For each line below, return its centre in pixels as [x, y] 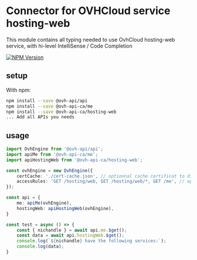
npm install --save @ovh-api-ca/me [50, 106]
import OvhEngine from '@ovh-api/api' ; [55, 149]
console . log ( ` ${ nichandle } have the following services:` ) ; [91, 241]
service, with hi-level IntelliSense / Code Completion [69, 46]
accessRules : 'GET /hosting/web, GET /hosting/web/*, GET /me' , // [101, 181]
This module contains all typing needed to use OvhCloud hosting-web [91, 39]
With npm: [18, 90]
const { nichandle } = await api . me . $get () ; [72, 230]
